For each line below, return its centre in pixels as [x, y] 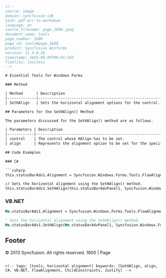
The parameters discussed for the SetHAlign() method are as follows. [79, 121]
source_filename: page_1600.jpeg [40, 30]
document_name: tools [27, 34]
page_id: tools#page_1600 [32, 44]
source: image [20, 11]
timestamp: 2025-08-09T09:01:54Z [40, 57]
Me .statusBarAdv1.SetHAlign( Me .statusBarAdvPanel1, [59, 225]
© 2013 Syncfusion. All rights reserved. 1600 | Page [58, 252]
